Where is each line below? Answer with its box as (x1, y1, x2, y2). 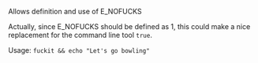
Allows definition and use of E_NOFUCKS (8, 7, 142, 16)
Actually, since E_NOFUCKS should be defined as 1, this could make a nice (8, 22, 251, 31)
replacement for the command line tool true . (8, 31, 152, 39)
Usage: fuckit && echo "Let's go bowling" (8, 46, 150, 54)
